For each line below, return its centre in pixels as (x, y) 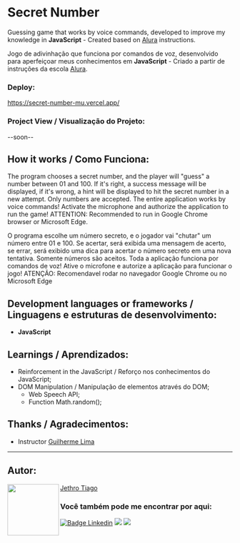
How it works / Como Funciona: (79, 159)
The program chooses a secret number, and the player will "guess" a (109, 176)
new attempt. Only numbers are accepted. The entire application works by (117, 199)
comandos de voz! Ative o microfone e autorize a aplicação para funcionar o (120, 266)
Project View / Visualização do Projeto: (76, 121)
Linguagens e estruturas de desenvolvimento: (112, 315)
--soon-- (21, 137)
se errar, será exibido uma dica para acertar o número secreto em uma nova (120, 251)
